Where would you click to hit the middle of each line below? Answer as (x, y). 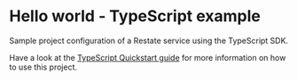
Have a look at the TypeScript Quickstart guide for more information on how (148, 57)
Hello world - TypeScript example (135, 16)
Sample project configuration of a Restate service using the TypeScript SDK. (149, 40)
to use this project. (43, 67)
